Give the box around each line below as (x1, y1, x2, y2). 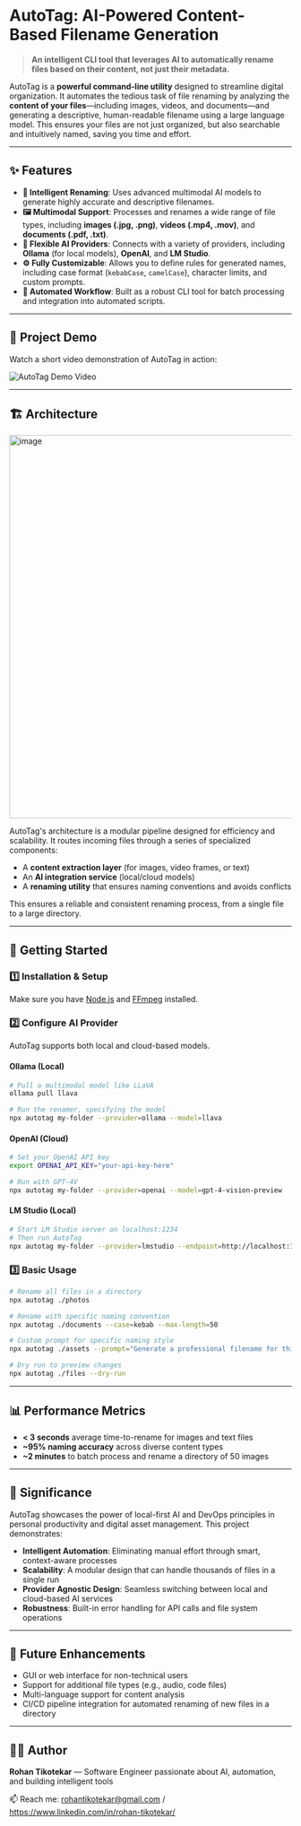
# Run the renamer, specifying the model (9, 1105, 167, 1114)
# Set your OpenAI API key (9, 1153, 110, 1162)
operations (21, 1612, 63, 1623)
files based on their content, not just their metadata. (30, 64, 230, 74)
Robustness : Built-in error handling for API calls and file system (21, 1602, 258, 1614)
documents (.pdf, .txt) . (21, 229, 109, 239)
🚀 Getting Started (9, 942, 108, 957)
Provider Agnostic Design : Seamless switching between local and (21, 1583, 269, 1594)
